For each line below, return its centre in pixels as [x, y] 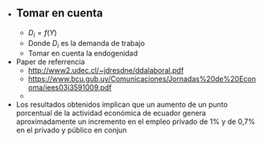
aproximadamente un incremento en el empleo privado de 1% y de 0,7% [136, 122]
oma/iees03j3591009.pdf [70, 88]
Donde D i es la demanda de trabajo [86, 44]
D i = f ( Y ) [43, 33]
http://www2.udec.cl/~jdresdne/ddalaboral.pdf [106, 71]
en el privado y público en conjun [71, 130]
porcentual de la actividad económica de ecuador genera [111, 113]
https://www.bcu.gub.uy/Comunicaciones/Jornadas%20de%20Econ [142, 79]
